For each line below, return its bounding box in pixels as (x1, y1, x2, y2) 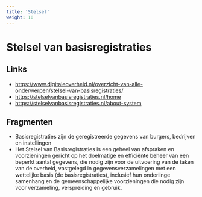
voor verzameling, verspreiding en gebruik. (14, 184, 122, 192)
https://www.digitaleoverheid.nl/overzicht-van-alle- (14, 80, 144, 87)
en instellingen (14, 139, 52, 146)
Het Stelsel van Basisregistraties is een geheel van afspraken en (14, 146, 175, 153)
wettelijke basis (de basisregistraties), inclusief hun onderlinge (14, 171, 171, 178)
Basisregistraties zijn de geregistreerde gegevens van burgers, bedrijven (14, 133, 196, 140)
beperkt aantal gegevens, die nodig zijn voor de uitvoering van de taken (14, 158, 194, 166)
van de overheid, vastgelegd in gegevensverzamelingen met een (14, 165, 176, 172)
